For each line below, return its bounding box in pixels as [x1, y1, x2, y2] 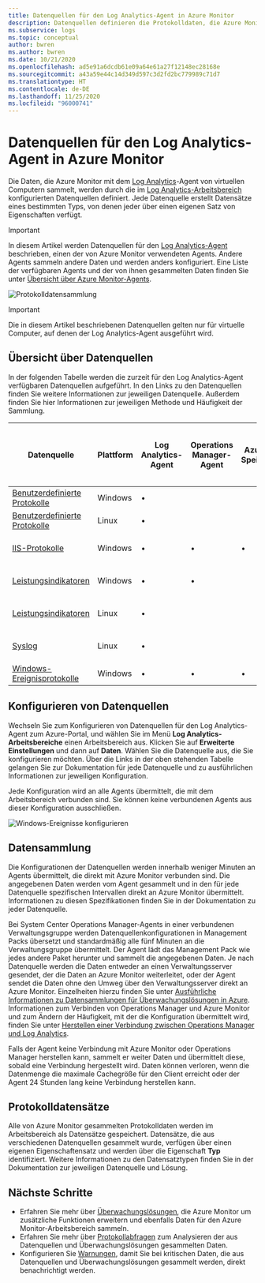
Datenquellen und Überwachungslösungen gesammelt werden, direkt [19, 1257, 246, 1267]
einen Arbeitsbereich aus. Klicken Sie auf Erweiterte [64, 737, 235, 747]
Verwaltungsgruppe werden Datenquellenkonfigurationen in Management [8, 928, 248, 937]
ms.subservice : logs [8, 26, 77, 34]
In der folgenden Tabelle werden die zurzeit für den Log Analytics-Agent [8, 372, 244, 381]
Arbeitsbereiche [8, 737, 63, 747]
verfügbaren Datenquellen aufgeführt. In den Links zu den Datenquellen [8, 381, 242, 390]
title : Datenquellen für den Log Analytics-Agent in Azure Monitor [8, 11, 235, 20]
